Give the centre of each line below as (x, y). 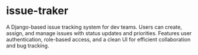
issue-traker (37, 11)
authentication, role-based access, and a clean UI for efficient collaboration (98, 39)
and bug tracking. (28, 46)
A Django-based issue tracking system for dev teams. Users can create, (94, 27)
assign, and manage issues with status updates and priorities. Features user (99, 33)
